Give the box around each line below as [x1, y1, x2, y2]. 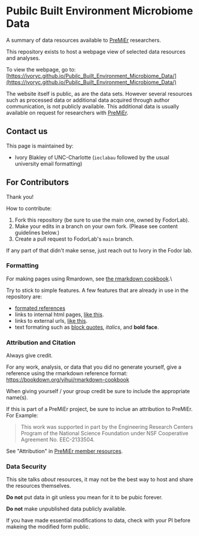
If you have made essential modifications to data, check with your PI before [6, 517, 191, 524]
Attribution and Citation [6, 338, 76, 347]
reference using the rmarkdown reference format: [6, 370, 128, 377]
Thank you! [6, 193, 34, 200]
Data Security [6, 463, 47, 471]
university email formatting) [14, 160, 83, 167]
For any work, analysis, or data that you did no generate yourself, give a [6, 363, 182, 370]
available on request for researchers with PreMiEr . [6, 109, 129, 116]
